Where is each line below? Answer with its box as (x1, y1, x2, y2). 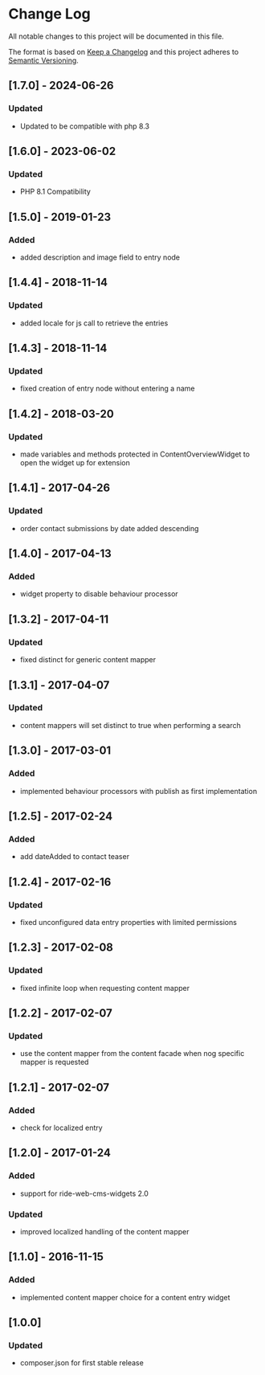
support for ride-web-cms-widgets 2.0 (19, 1189, 149, 1198)
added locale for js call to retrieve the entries (19, 318, 169, 328)
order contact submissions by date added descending (19, 523, 199, 533)
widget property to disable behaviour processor (19, 589, 178, 599)
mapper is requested (19, 1058, 89, 1067)
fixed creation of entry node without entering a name (19, 383, 195, 394)
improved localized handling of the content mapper (19, 1226, 190, 1236)
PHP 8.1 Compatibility (19, 186, 91, 197)
